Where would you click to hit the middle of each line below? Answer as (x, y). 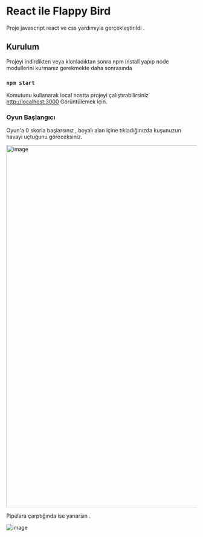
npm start (21, 83)
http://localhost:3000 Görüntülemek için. (57, 102)
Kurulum (23, 47)
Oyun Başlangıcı (31, 117)
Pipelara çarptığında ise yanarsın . (49, 516)
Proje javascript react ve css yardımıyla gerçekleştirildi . (76, 28)
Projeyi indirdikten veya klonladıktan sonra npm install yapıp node (88, 61)
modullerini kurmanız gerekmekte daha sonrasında (69, 68)
